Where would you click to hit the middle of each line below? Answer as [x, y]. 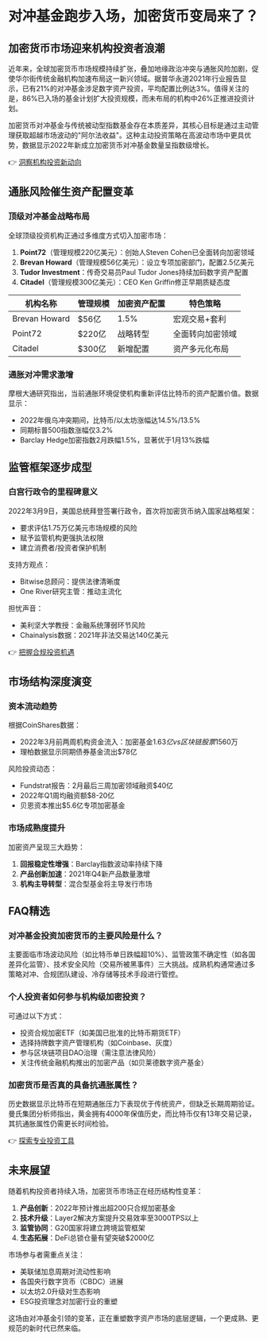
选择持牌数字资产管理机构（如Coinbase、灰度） [98, 1042]
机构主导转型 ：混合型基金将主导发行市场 [86, 883]
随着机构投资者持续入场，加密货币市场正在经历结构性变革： [106, 1191]
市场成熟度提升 [37, 828]
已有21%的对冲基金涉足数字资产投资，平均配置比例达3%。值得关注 [132, 89]
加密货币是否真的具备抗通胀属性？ [74, 1085]
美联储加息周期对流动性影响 [65, 1271]
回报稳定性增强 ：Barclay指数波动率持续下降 [91, 863]
